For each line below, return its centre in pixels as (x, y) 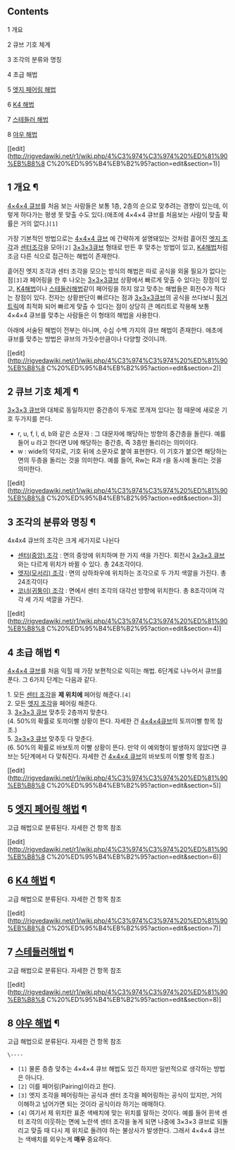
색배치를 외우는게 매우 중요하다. (68, 1139)
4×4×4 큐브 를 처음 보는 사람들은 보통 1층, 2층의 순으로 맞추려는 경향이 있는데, (114, 206)
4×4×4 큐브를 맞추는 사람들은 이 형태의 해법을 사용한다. (84, 315)
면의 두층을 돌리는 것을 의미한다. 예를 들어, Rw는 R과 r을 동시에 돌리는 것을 (120, 460)
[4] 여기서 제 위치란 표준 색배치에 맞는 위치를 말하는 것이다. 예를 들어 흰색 (119, 1113)
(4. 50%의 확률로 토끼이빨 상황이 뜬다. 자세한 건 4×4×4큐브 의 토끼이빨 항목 (112, 721)
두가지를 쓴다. (33, 419)
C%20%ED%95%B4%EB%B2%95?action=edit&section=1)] (133, 163)
